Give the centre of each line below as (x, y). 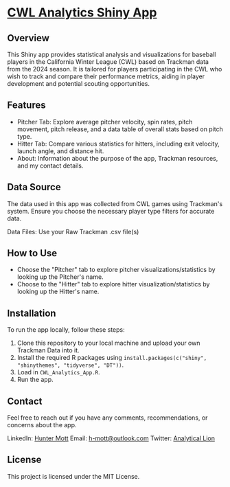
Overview (28, 38)
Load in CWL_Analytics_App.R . (59, 372)
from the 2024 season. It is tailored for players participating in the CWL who (115, 69)
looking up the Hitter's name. (58, 292)
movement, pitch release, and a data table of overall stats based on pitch (120, 129)
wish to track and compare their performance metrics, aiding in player (106, 76)
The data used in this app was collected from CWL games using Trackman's (115, 203)
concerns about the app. (42, 425)
